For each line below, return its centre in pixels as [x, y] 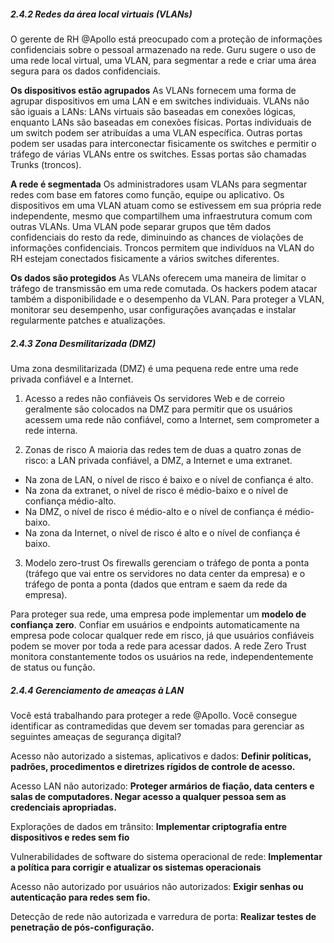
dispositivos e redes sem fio [70, 837]
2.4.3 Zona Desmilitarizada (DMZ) [83, 343]
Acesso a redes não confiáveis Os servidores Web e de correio [154, 398]
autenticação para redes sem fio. [80, 897]
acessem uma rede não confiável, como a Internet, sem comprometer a [172, 419]
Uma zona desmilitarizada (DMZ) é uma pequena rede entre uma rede [154, 368]
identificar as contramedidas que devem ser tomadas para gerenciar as [157, 726]
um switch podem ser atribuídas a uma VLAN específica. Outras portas [156, 132]
